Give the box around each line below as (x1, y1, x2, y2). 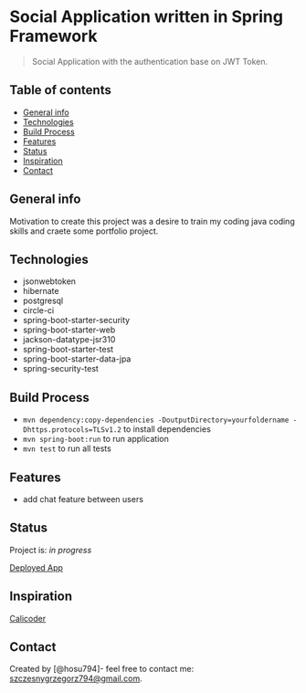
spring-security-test (22, 363, 99, 374)
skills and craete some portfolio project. (9, 226, 159, 236)
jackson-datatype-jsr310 (22, 334, 116, 345)
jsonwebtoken (22, 276, 76, 287)
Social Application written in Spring (9, 6, 283, 27)
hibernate (22, 286, 59, 297)
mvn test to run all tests (22, 443, 111, 454)
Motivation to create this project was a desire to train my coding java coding (9, 215, 295, 226)
